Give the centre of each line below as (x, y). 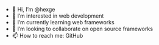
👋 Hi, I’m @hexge (34, 9)
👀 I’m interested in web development (58, 16)
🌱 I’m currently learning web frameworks (63, 22)
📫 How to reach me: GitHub (48, 36)
